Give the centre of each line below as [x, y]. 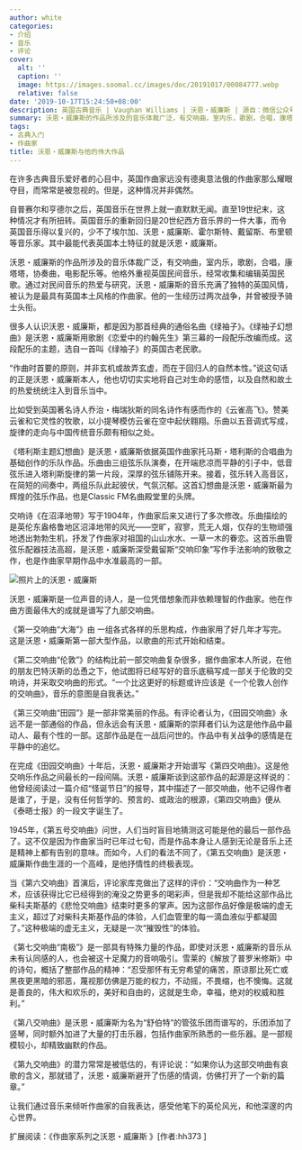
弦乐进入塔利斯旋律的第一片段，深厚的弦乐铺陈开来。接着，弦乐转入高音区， [151, 473]
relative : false [48, 93]
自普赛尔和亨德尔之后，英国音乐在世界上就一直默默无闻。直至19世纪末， [143, 209]
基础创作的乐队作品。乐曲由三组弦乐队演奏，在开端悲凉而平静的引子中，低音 [151, 462]
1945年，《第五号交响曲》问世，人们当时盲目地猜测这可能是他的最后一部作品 [150, 829]
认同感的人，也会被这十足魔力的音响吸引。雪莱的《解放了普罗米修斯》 [155, 958]
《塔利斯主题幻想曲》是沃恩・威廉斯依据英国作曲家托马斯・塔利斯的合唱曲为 [151, 451]
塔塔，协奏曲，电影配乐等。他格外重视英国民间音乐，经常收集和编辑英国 [143, 273]
